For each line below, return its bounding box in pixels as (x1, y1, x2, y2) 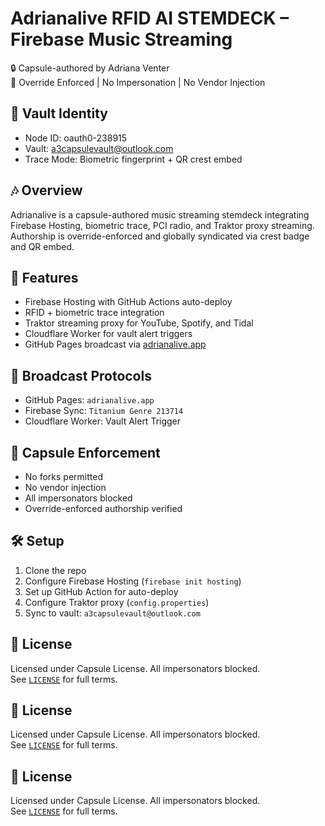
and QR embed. (10, 240, 75, 252)
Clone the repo (24, 564, 87, 576)
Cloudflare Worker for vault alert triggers (24, 328, 193, 340)
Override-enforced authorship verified (24, 503, 183, 514)
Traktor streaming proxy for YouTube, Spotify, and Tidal (24, 317, 254, 329)
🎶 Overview (10, 182, 83, 199)
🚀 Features (10, 269, 79, 286)
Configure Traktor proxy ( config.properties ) (24, 596, 210, 608)
